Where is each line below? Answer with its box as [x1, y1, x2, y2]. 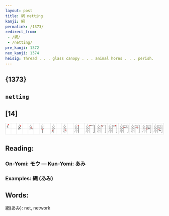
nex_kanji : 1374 [5, 50, 39, 55]
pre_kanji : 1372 [5, 45, 39, 50]
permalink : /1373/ [5, 24, 44, 29]
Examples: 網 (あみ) [5, 175, 54, 182]
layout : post [5, 8, 33, 13]
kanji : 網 [5, 19, 25, 24]
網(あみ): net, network [5, 205, 51, 211]
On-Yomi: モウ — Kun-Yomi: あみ [5, 160, 86, 167]
